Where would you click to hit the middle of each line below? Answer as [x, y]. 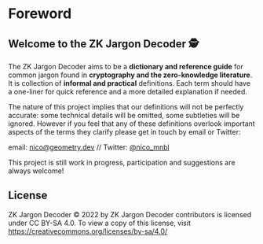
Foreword [40, 14]
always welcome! [36, 171]
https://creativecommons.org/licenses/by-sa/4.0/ [88, 231]
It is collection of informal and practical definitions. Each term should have [130, 83]
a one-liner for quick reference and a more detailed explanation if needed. [128, 92]
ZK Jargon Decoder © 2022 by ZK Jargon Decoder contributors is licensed [130, 214]
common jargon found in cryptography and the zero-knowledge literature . [130, 75]
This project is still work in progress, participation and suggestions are [122, 163]
